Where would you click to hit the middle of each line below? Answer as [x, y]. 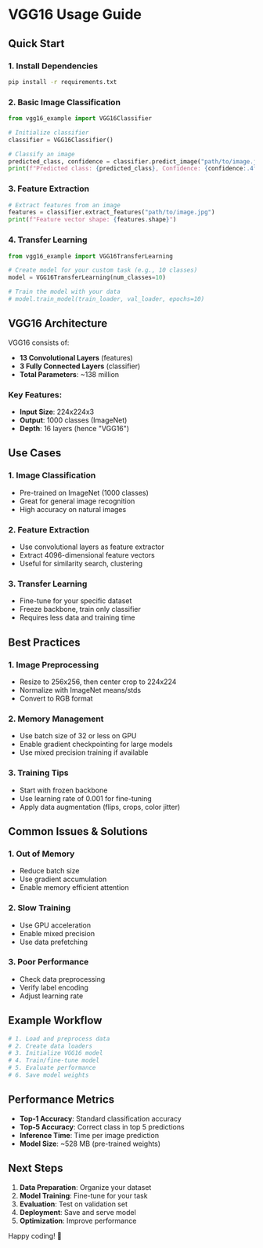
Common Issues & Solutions [78, 831]
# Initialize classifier [49, 132]
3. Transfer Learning [48, 584]
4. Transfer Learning [48, 240]
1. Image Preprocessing [54, 664]
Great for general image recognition [77, 501]
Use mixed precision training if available [84, 752]
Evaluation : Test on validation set [73, 1204]
